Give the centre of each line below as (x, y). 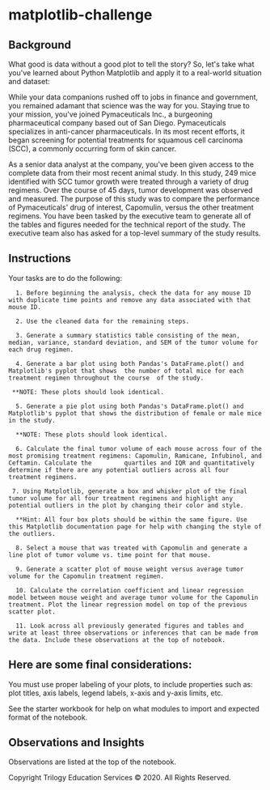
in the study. (32, 420)
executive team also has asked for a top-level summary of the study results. (135, 233)
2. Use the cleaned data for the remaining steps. (103, 321)
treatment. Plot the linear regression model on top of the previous (128, 605)
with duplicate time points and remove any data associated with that (130, 300)
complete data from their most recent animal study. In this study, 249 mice (132, 173)
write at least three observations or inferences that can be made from (133, 633)
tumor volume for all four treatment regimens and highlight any (120, 498)
